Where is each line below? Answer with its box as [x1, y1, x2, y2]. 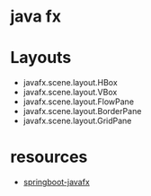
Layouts [10, 48, 72, 68]
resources [10, 147, 88, 167]
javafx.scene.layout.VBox [22, 87, 118, 98]
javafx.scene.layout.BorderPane [22, 106, 142, 117]
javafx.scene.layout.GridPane [22, 115, 132, 127]
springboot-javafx [22, 177, 91, 188]
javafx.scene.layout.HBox [22, 77, 118, 88]
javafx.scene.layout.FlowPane [22, 96, 134, 107]
